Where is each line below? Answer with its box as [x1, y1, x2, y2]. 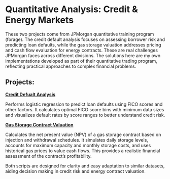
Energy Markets [5, 14, 74, 26]
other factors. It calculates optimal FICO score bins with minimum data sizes [5, 106, 164, 112]
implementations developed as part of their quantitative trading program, [5, 58, 157, 64]
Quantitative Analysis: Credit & [5, 4, 139, 15]
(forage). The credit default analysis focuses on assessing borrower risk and [5, 36, 165, 42]
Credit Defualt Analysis [5, 91, 56, 97]
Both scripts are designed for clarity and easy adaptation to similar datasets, [5, 163, 165, 169]
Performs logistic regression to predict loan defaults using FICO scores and [5, 101, 163, 107]
